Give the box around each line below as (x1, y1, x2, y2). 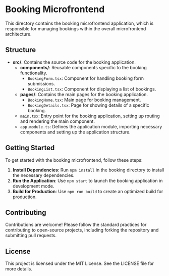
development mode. (12, 183, 54, 189)
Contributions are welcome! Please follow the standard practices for (5, 221, 147, 228)
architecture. (5, 31, 32, 37)
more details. (5, 266, 33, 272)
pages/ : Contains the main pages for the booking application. (20, 91, 148, 97)
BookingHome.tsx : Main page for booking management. (27, 97, 141, 103)
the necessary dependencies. (12, 172, 75, 178)
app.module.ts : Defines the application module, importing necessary (20, 123, 162, 129)
